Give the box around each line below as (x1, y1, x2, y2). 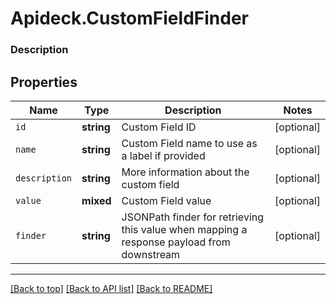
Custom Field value (121, 193, 212, 207)
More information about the (121, 165, 250, 179)
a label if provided (121, 148, 206, 162)
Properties (10, 73, 78, 91)
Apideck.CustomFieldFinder (10, 7, 249, 30)
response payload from (121, 235, 231, 249)
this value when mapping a (121, 222, 248, 236)
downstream (121, 247, 181, 261)
